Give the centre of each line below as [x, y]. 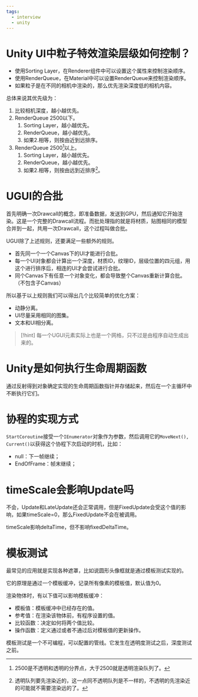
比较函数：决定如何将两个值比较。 [56, 623]
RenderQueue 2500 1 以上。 [47, 147]
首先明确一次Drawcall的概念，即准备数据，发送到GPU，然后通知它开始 [92, 213]
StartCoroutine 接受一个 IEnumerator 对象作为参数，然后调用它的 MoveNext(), [98, 437]
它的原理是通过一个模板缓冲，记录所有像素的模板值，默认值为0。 [85, 583]
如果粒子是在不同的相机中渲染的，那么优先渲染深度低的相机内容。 [95, 85]
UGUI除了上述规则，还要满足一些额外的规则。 [62, 241]
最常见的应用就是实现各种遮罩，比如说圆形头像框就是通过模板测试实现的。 [96, 571]
